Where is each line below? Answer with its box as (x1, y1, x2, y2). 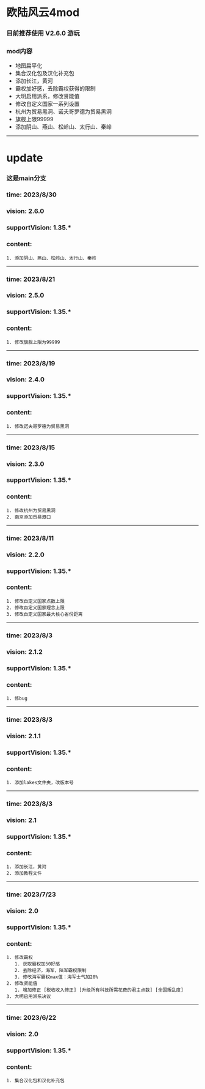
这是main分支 (6, 174, 47, 182)
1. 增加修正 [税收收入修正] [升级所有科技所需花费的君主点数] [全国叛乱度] (14, 987, 184, 994)
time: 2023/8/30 (6, 190, 57, 199)
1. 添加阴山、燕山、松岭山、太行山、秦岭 (6, 255, 96, 261)
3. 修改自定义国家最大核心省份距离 (6, 611, 83, 617)
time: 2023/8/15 (6, 443, 56, 452)
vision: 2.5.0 (6, 291, 45, 300)
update (6, 151, 43, 165)
